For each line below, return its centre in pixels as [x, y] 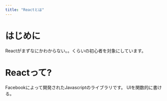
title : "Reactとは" [25, 10]
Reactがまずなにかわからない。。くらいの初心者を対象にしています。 [76, 51]
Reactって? [29, 72]
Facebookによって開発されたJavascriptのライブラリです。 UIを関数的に [79, 87]
